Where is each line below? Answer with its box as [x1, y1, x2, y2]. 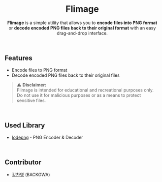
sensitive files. [16, 97, 46, 103]
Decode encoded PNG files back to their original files [11, 72, 120, 78]
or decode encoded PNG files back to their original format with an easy [8, 25, 156, 30]
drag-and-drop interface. [57, 30, 108, 36]
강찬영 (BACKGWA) [11, 172, 50, 178]
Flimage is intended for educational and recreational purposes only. [16, 87, 154, 93]
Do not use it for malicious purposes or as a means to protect [16, 92, 141, 98]
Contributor [4, 158, 41, 166]
